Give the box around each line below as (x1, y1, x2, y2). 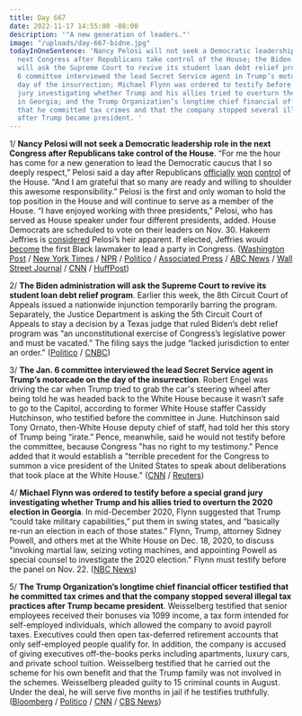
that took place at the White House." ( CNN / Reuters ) (9, 470, 205, 481)
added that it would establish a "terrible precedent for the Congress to (9, 451, 270, 462)
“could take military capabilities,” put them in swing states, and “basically (9, 516, 280, 527)
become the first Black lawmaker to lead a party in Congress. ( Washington (9, 244, 285, 255)
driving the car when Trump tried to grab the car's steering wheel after (9, 384, 271, 394)
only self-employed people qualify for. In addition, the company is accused (9, 639, 287, 649)
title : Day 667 (9, 13, 67, 23)
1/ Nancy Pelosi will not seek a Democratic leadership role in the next (9, 139, 271, 150)
